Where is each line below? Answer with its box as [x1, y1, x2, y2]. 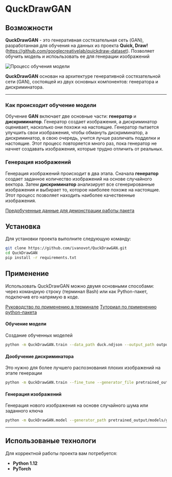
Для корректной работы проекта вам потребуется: [5, 450, 118, 456]
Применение [5, 269, 49, 278]
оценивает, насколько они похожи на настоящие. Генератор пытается [5, 124, 159, 131]
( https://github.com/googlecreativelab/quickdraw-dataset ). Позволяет [5, 48, 155, 54]
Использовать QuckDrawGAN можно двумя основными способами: [5, 283, 155, 289]
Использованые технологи [5, 437, 96, 445]
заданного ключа [5, 408, 44, 414]
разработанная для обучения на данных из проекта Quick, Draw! [5, 42, 148, 49]
